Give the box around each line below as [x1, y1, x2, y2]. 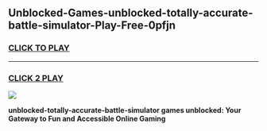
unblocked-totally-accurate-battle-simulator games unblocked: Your [8, 105, 242, 114]
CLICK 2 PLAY [8, 72, 64, 83]
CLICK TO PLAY [8, 43, 70, 54]
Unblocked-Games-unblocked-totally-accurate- [8, 6, 253, 20]
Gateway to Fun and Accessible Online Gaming [8, 114, 166, 123]
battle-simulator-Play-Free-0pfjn [8, 19, 176, 33]
